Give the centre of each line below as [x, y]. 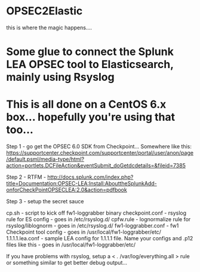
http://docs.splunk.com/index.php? [90, 177]
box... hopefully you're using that [90, 117]
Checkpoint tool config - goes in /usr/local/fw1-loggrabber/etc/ [84, 232]
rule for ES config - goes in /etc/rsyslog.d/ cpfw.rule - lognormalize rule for [99, 219]
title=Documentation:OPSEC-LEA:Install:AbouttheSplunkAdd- [81, 184]
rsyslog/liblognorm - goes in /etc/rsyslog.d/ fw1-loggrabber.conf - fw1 [93, 226]
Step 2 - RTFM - [26, 177]
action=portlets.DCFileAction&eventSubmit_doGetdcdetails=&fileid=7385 [96, 166]
